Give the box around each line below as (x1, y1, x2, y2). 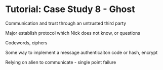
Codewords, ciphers (5, 39, 48, 46)
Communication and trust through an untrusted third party (5, 20, 127, 26)
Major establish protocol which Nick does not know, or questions (5, 30, 141, 36)
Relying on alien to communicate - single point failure (5, 59, 116, 65)
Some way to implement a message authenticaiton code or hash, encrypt (5, 49, 158, 55)
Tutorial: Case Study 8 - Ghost (5, 4, 135, 15)
